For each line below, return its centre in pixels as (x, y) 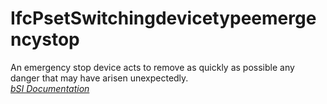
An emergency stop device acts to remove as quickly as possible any (152, 67)
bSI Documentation (50, 88)
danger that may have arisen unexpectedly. (99, 78)
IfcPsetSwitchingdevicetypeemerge (163, 18)
